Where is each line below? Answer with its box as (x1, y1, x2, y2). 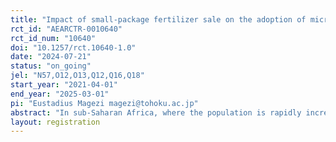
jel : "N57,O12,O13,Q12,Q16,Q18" (10, 71, 145, 81)
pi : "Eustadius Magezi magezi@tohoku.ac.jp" (10, 98, 199, 108)
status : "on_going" (10, 61, 92, 71)
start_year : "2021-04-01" (10, 80, 118, 90)
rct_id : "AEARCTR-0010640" (10, 24, 123, 34)
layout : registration (10, 117, 101, 127)
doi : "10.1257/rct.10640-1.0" (10, 42, 137, 53)
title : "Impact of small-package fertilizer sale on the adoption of (10, 14, 307, 25)
